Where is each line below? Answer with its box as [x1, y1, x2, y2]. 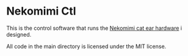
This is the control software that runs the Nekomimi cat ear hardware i [6, 24, 182, 32]
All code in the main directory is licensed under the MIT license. [6, 43, 167, 50]
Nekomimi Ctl [6, 4, 76, 18]
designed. [6, 30, 32, 38]
